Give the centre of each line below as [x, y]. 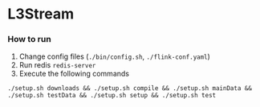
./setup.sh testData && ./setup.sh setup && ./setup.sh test [112, 96]
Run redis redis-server [57, 65]
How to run [29, 39]
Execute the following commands [74, 74]
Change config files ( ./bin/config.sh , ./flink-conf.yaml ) [114, 56]
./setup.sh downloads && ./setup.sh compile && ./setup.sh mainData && [130, 88]
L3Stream [41, 14]
